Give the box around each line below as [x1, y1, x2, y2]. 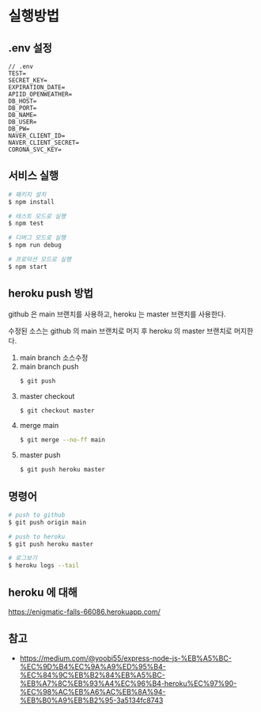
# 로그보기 [8, 555, 38, 562]
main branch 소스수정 [19, 353, 89, 362]
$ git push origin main [8, 518, 87, 526]
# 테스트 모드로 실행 [8, 212, 66, 220]
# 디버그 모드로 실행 [8, 234, 66, 242]
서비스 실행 [8, 169, 59, 183]
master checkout [19, 391, 75, 400]
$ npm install [8, 198, 55, 206]
